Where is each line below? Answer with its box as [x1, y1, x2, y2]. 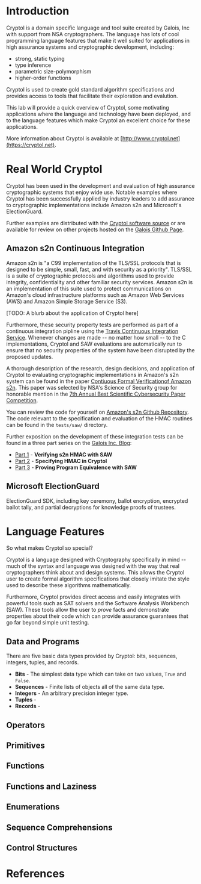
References [6, 867, 65, 880]
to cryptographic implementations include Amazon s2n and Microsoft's [6, 201, 182, 208]
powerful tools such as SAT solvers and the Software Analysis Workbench [6, 600, 190, 607]
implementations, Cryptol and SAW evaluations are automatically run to [6, 340, 182, 347]
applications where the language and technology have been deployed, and [6, 110, 191, 117]
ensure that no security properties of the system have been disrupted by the [6, 346, 195, 353]
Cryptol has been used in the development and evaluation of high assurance [6, 182, 195, 189]
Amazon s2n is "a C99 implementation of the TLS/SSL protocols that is [6, 259, 181, 266]
